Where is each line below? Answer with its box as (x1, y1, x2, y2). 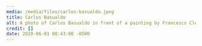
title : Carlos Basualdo (6, 14, 66, 20)
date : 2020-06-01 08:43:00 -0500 (6, 31, 90, 37)
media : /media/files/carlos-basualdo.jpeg (6, 8, 114, 15)
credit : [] (6, 25, 34, 32)
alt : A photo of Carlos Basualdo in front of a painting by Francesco (6, 20, 187, 26)
